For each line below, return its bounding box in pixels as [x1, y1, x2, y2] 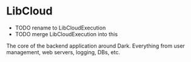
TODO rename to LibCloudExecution [15, 24, 106, 31]
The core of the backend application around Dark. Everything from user [6, 42, 185, 49]
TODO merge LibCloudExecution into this [15, 30, 118, 37]
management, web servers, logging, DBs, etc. [6, 48, 120, 55]
